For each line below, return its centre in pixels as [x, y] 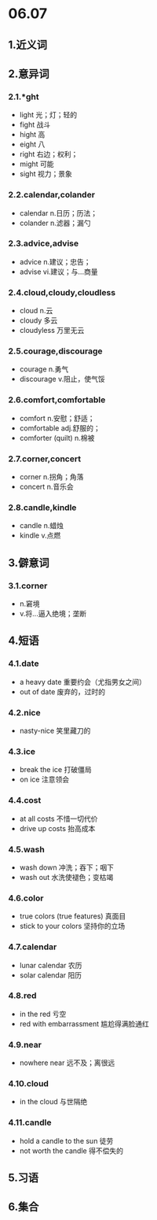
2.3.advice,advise [44, 243]
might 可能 [37, 164]
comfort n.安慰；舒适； [57, 418]
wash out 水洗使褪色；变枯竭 [66, 877]
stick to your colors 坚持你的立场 [72, 926]
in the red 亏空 [43, 1014]
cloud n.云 [36, 311]
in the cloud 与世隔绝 [53, 1102]
